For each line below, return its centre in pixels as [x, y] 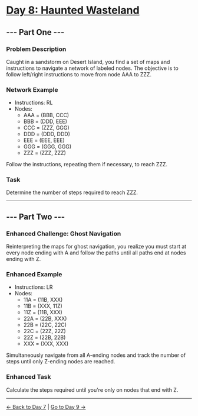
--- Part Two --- [36, 217]
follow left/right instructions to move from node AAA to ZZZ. [79, 74]
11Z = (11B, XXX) [43, 312]
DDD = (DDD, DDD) [47, 134]
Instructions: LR [34, 287]
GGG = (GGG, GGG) [47, 147]
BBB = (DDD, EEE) [45, 121]
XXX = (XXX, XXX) [46, 344]
